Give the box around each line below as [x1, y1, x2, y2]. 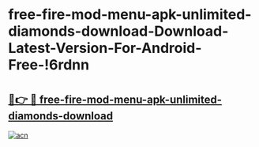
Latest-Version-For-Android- [8, 40, 202, 57]
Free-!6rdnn [8, 56, 89, 74]
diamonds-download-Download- [8, 22, 229, 40]
